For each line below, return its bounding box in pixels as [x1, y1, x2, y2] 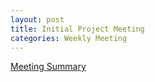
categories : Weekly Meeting [10, 33, 128, 43]
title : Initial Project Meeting [10, 24, 145, 34]
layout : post [10, 14, 65, 25]
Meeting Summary [10, 61, 87, 73]
